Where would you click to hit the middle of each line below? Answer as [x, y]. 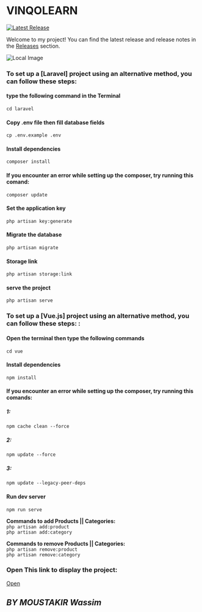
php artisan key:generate [39, 221]
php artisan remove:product [42, 549]
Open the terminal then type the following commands [75, 338]
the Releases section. [33, 46]
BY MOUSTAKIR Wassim [54, 603]
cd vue [15, 351]
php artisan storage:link [39, 274]
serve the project [28, 288]
